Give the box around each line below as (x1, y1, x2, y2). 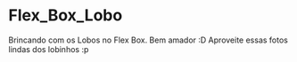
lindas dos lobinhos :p (8, 43, 89, 54)
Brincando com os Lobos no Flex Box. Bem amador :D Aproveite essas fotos (8, 35, 289, 45)
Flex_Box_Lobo (8, 5, 123, 26)
